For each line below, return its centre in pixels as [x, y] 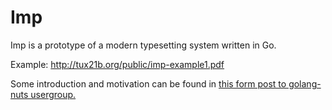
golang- [305, 83]
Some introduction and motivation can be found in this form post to [148, 83]
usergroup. [53, 94]
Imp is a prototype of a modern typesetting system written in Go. [143, 45]
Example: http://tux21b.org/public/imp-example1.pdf [117, 64]
